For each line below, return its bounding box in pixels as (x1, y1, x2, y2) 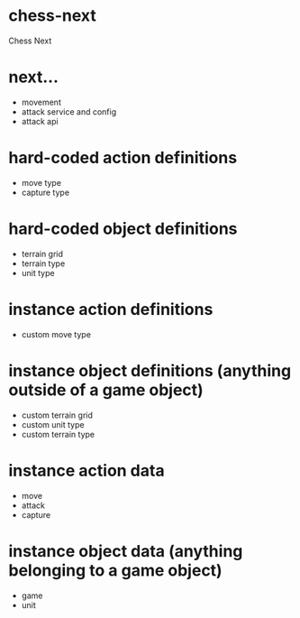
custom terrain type (21, 429, 95, 439)
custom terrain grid (21, 410, 94, 420)
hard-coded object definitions (8, 218, 238, 239)
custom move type (21, 328, 92, 339)
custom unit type (21, 419, 85, 429)
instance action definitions (8, 299, 214, 319)
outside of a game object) (8, 380, 204, 400)
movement (21, 97, 62, 107)
